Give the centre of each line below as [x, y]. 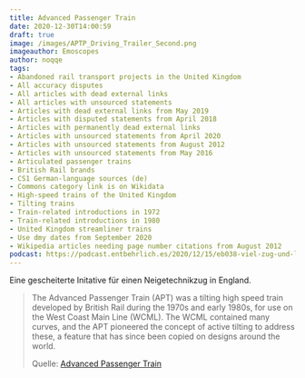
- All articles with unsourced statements [91, 102]
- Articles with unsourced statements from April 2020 [115, 136]
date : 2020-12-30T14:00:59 [60, 26]
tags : [20, 69]
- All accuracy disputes [56, 85]
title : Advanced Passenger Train [73, 18]
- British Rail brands [52, 170]
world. [44, 346]
